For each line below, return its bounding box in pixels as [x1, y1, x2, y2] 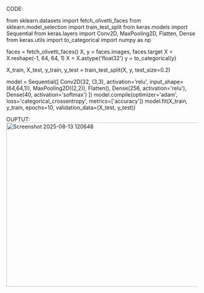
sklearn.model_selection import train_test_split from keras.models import [6, 24, 188, 30]
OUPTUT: [6, 115, 30, 123]
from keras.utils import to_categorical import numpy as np [6, 36, 152, 43]
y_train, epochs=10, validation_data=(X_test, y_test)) [6, 104, 136, 111]
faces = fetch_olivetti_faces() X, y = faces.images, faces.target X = [6, 48, 173, 55]
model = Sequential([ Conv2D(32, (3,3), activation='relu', [6, 78, 149, 85]
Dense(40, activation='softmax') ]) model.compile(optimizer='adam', [6, 91, 178, 98]
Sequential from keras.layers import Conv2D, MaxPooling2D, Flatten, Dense [6, 30, 195, 37]
